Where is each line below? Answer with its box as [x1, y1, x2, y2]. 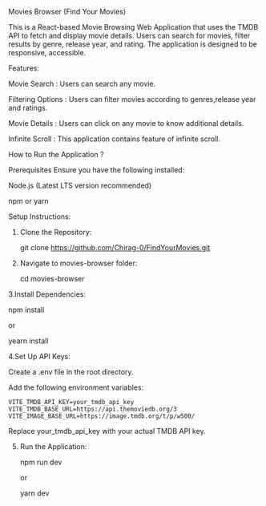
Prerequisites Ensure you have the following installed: [8, 165, 185, 175]
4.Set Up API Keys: [8, 352, 71, 361]
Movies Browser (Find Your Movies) [8, 7, 127, 16]
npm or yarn [8, 196, 50, 205]
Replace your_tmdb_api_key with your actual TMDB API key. [8, 427, 206, 435]
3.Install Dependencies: [8, 289, 87, 299]
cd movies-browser [19, 274, 85, 283]
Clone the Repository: [19, 228, 92, 237]
